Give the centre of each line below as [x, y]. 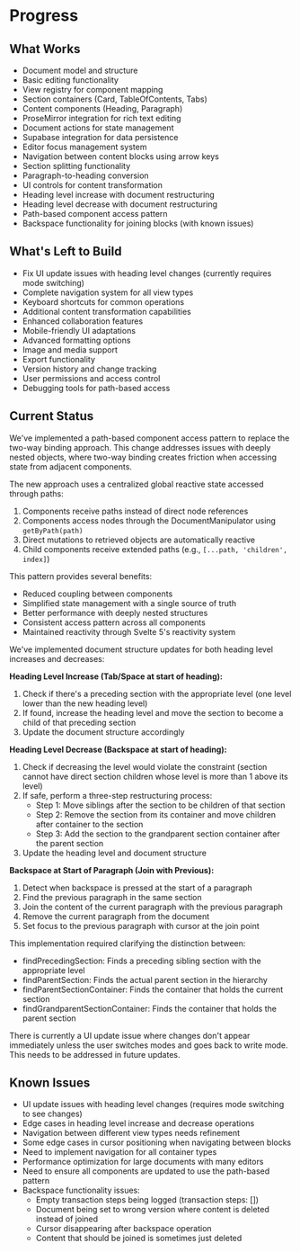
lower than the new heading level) [85, 703]
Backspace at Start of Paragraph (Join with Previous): [112, 870]
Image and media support [70, 349]
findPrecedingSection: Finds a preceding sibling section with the [142, 961]
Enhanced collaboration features [83, 321]
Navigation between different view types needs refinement [131, 1133]
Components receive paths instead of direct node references [135, 511]
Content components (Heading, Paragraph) [102, 108]
